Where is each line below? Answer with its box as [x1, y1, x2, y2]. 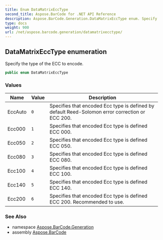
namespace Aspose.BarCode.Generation [12, 224, 94, 230]
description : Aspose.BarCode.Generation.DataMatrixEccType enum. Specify [5, 16, 158, 21]
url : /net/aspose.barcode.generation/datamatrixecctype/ [5, 30, 123, 35]
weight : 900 [5, 25, 29, 30]
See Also [5, 213, 27, 220]
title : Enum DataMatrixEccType [5, 7, 68, 12]
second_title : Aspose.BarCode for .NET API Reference [5, 12, 116, 17]
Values [5, 81, 22, 88]
